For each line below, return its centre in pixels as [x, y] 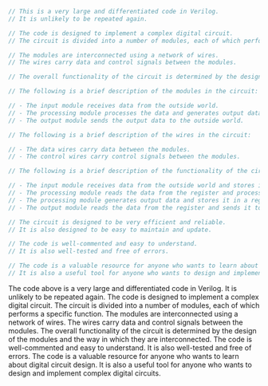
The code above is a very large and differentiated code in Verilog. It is [123, 288]
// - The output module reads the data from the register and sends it [130, 207]
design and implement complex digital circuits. [85, 373]
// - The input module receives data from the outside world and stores [132, 186]
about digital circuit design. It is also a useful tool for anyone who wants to [130, 364]
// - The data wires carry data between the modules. [100, 149]
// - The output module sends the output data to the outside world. [126, 120]
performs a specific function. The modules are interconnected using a [123, 313]
